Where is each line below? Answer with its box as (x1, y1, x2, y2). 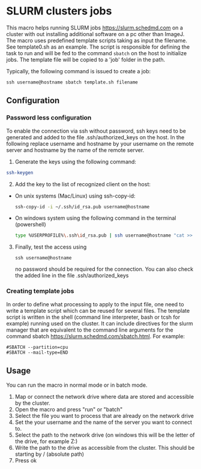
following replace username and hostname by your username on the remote (6, 140, 194, 147)
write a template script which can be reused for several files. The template (6, 307, 190, 314)
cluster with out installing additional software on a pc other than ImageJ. (6, 30, 185, 37)
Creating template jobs (6, 287, 74, 295)
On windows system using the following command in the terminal (14, 214, 176, 222)
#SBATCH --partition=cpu (6, 344, 68, 350)
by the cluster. (14, 399, 50, 407)
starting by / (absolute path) (14, 450, 85, 458)
